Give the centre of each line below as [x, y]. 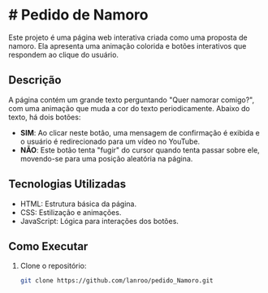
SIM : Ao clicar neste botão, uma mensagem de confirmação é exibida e [140, 132]
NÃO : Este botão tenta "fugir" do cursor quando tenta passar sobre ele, [140, 150]
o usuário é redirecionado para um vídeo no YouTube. [110, 141]
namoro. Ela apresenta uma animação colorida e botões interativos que [128, 45]
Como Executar [48, 246]
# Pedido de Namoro [78, 15]
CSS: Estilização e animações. [71, 212]
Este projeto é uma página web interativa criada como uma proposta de [128, 37]
